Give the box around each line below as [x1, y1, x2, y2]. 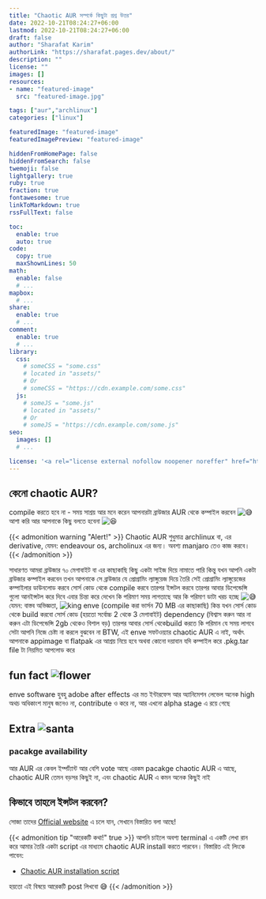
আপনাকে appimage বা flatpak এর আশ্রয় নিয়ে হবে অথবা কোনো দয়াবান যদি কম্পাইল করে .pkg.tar [9, 637, 249, 646]
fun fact [9, 668, 49, 682]
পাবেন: [9, 850, 24, 860]
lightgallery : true [9, 171, 73, 180]
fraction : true [9, 186, 59, 194]
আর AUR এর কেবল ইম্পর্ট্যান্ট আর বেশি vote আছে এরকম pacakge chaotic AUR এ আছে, [9, 763, 237, 773]
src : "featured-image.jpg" [16, 92, 105, 100]
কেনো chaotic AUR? [9, 487, 98, 500]
